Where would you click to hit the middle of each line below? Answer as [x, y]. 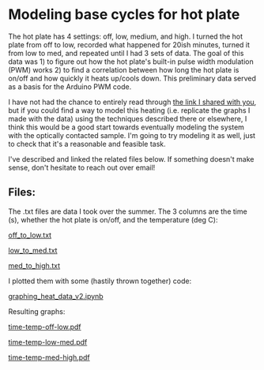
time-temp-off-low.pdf [45, 327]
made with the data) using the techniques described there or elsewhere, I [128, 118]
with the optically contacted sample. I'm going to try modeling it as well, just [132, 135]
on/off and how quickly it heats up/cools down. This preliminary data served [132, 78]
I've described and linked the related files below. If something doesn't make [131, 159]
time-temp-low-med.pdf [48, 342]
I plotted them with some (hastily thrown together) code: [100, 281]
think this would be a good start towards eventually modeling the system [126, 127]
